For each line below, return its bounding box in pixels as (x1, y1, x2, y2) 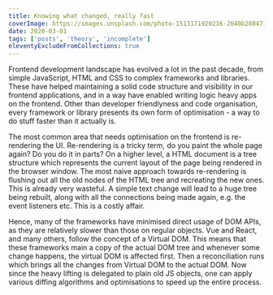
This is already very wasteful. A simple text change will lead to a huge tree (8, 184, 258, 193)
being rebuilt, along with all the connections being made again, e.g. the (8, 193, 246, 202)
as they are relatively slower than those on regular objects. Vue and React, (8, 225, 258, 236)
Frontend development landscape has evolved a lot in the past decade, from (8, 64, 264, 74)
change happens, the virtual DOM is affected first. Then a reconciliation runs (8, 251, 265, 261)
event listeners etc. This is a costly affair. (8, 201, 145, 211)
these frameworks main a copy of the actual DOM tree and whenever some (8, 243, 260, 253)
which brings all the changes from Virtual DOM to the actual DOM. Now (8, 260, 247, 270)
